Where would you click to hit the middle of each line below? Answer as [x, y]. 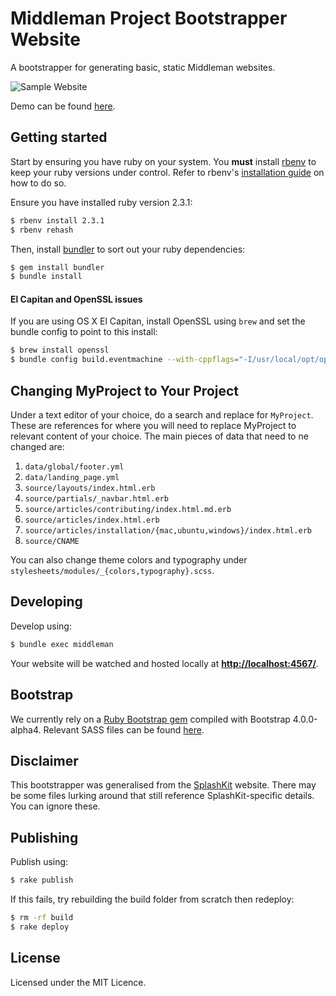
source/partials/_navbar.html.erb [96, 499]
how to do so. [38, 183]
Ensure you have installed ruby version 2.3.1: [101, 202]
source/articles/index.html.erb [92, 520]
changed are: [37, 447]
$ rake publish [42, 880]
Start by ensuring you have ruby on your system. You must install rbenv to [163, 161]
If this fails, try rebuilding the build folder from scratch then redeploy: [152, 899]
